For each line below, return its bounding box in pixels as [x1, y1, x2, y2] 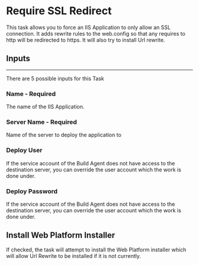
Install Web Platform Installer [6, 230, 115, 241]
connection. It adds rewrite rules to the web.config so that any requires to [6, 30, 185, 37]
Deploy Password [6, 187, 58, 195]
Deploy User [6, 146, 43, 155]
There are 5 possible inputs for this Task [6, 75, 105, 82]
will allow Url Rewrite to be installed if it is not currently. [6, 252, 141, 259]
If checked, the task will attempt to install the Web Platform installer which [6, 246, 187, 253]
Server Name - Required [6, 117, 77, 126]
